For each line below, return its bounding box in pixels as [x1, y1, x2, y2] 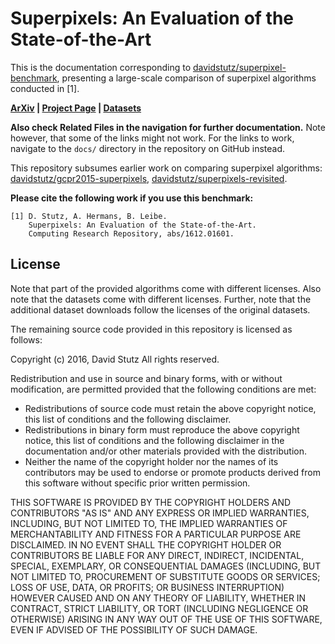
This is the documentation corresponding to [10, 61, 192, 73]
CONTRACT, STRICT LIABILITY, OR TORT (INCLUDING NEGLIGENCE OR [10, 602, 309, 614]
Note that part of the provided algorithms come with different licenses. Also [10, 282, 322, 294]
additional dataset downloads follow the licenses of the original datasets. [10, 303, 311, 316]
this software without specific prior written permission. [24, 477, 251, 489]
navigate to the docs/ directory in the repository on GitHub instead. [10, 142, 286, 154]
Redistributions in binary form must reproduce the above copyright [24, 423, 300, 436]
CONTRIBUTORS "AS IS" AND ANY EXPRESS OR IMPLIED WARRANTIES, [10, 507, 310, 519]
